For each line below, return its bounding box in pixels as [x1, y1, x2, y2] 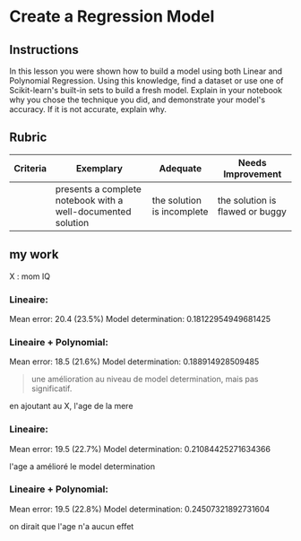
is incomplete [151, 205, 209, 217]
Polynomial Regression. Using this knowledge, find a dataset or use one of [9, 75, 284, 86]
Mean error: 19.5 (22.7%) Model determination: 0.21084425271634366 [9, 443, 271, 454]
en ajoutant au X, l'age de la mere [9, 401, 133, 412]
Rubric [9, 130, 47, 145]
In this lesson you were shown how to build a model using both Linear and [9, 65, 283, 76]
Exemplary [75, 161, 124, 174]
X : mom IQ [9, 271, 51, 282]
